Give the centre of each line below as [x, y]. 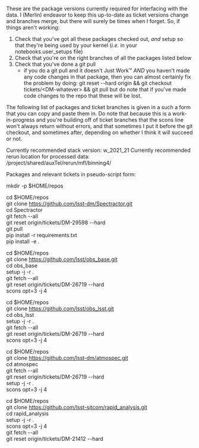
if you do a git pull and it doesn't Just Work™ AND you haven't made [107, 70]
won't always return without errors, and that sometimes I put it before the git [99, 126]
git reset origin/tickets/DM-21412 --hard [55, 439]
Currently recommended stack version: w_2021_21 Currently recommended [99, 150]
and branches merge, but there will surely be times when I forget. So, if [93, 21]
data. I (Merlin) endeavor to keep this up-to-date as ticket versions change [97, 15]
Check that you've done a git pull [55, 64]
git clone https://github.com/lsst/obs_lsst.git [60, 309]
